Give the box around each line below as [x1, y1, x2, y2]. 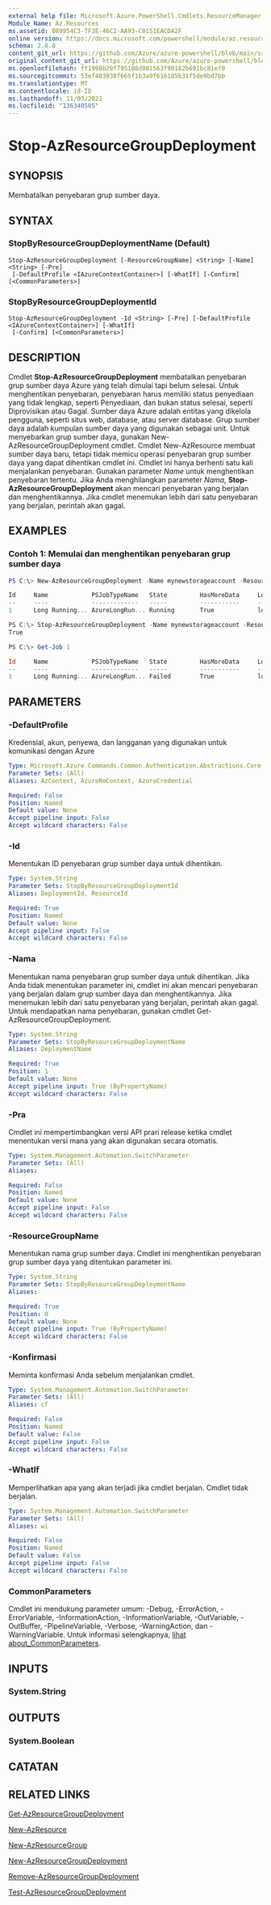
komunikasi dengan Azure [8, 746, 95, 756]
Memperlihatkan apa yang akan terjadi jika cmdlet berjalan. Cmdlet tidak [8, 1482, 248, 1492]
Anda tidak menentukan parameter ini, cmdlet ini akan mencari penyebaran [8, 980, 258, 990]
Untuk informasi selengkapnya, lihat [67, 1630, 187, 1640]
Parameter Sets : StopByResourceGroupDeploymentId [8, 882, 179, 890]
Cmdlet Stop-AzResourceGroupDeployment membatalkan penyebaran [8, 372, 247, 381]
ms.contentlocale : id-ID [8, 86, 92, 95]
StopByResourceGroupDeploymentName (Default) [8, 238, 211, 249]
